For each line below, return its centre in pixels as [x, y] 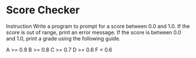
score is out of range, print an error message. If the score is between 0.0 [94, 32]
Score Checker [43, 10]
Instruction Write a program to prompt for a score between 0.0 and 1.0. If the [98, 26]
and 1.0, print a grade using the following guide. [63, 38]
